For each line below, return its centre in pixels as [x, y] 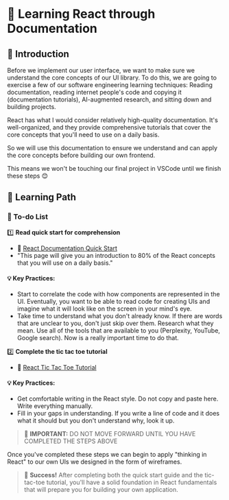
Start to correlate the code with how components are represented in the [119, 294]
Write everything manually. [55, 406]
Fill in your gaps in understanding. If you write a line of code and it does [118, 414]
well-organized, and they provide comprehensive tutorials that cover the [109, 127]
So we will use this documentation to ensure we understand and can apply [112, 148]
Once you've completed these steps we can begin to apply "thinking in [107, 455]
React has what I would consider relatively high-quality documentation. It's [112, 120]
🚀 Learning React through [81, 14]
